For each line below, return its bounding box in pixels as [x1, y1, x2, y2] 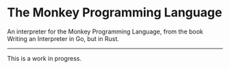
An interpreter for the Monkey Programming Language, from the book [7, 27, 204, 36]
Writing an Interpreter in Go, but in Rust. [7, 34, 120, 42]
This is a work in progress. [7, 54, 82, 62]
